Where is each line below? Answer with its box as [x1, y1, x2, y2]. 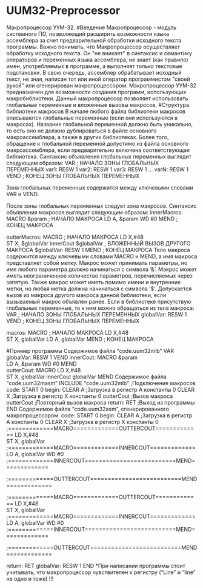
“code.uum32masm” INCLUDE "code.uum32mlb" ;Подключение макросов [6, 379, 196, 386]
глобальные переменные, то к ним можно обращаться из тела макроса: [6, 304, 195, 312]
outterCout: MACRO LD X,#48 [6, 366, 81, 374]
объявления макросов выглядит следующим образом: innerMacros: [6, 208, 183, 216]
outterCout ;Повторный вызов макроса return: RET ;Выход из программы [6, 398, 195, 406]
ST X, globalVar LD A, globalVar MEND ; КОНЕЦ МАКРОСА [6, 335, 154, 343]
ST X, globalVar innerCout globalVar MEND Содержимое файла [6, 373, 167, 380]
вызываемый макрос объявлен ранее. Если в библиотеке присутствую [6, 298, 192, 305]
